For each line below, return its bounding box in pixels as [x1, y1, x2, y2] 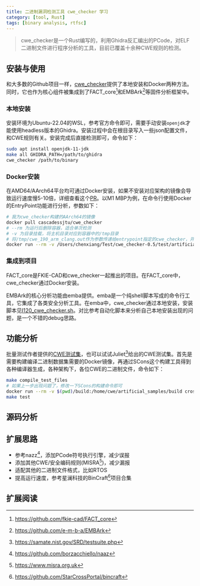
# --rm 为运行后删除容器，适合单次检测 [6, 225, 92, 231]
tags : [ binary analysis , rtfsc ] [6, 20, 86, 26]
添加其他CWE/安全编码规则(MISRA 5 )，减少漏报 [14, 458, 130, 466]
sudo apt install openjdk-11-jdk [6, 146, 89, 152]
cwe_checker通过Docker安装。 [6, 279, 83, 286]
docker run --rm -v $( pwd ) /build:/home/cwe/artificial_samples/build [6, 388, 183, 394]
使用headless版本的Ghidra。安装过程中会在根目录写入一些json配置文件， [11, 127, 190, 134]
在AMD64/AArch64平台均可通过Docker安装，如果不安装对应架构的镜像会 [6, 187, 186, 195]
